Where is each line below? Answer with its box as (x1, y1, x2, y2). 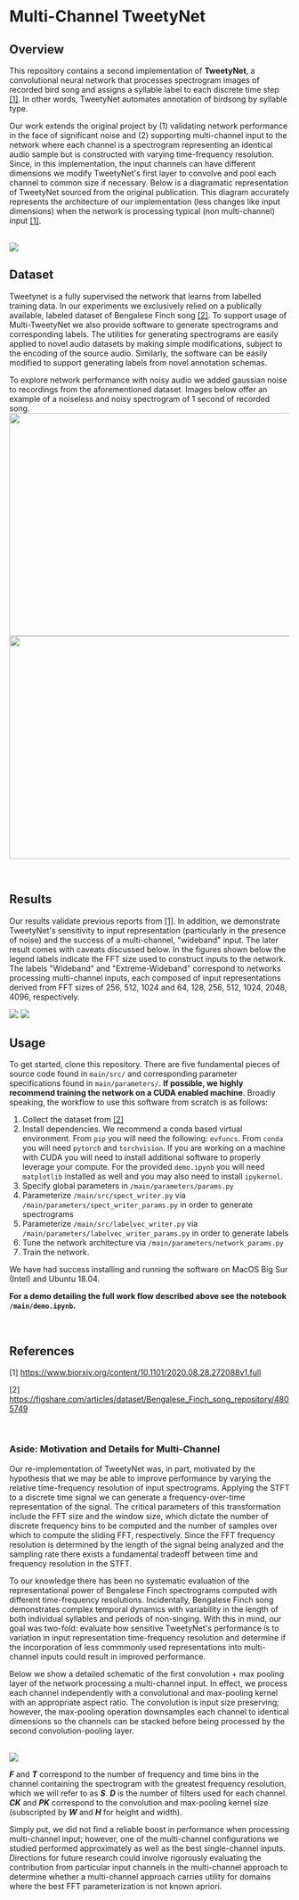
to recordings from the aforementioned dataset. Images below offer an (9, 383, 268, 394)
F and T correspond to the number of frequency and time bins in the (9, 1768, 260, 1780)
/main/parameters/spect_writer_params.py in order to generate (21, 1199, 254, 1210)
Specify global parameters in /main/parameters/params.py (21, 1180, 234, 1191)
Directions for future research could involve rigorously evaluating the (9, 1852, 262, 1863)
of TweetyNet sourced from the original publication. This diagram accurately (9, 187, 290, 197)
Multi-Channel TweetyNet (9, 6, 206, 27)
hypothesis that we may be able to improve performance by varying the (9, 1473, 271, 1484)
